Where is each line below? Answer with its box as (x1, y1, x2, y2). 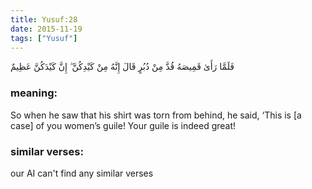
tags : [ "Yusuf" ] (10, 33, 78, 43)
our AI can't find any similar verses (10, 167, 154, 179)
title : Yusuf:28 (10, 14, 78, 25)
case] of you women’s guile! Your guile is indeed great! (10, 119, 237, 131)
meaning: (10, 86, 58, 100)
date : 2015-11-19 (10, 24, 83, 34)
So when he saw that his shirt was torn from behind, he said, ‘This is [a (10, 109, 302, 121)
